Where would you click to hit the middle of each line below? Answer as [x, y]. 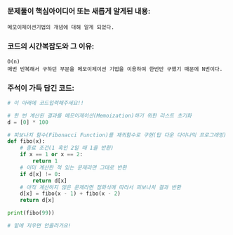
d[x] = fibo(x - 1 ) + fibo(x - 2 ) [70, 194]
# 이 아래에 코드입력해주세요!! [46, 103]
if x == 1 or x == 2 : [51, 155]
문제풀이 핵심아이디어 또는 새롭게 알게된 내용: [79, 11]
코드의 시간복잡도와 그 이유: [51, 46]
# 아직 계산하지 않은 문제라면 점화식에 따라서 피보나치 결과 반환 [100, 187]
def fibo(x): [26, 141]
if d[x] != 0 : [40, 174]
